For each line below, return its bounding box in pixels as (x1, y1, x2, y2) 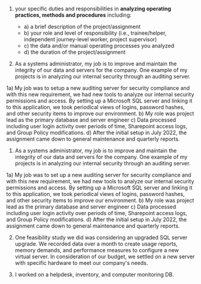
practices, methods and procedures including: (14, 11, 132, 19)
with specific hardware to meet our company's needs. (14, 259, 148, 266)
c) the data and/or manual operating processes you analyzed (23, 42, 175, 49)
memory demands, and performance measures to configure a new (14, 247, 179, 253)
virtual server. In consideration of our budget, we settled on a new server (14, 253, 195, 260)
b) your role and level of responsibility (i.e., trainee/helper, (23, 29, 167, 37)
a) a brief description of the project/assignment (23, 23, 141, 30)
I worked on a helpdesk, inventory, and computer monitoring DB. (14, 271, 175, 278)
